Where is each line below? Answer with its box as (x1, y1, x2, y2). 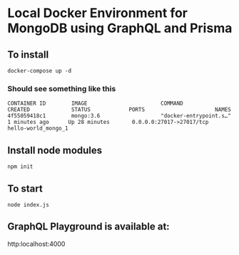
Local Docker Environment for (7, 5, 188, 21)
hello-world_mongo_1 (7, 125, 69, 132)
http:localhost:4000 (7, 239, 66, 248)
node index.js (7, 201, 50, 208)
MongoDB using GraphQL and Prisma (7, 20, 233, 36)
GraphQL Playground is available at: (7, 221, 170, 233)
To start (7, 182, 43, 194)
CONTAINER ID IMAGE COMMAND (7, 100, 183, 108)
